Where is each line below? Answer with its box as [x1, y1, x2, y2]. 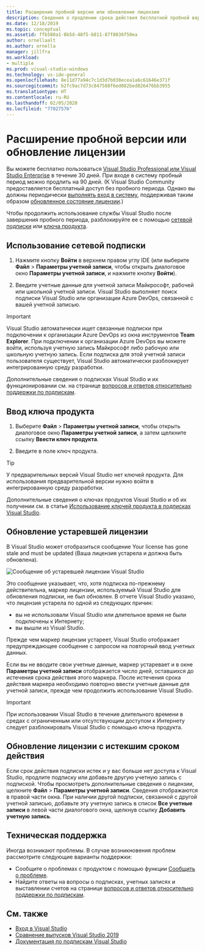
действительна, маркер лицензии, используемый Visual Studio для [6, 586, 181, 594]
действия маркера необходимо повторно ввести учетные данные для [6, 680, 190, 687]
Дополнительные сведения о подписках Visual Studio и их [6, 376, 159, 383]
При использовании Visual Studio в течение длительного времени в [6, 710, 183, 718]
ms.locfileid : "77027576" [6, 105, 72, 112]
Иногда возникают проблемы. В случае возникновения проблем [6, 846, 176, 854]
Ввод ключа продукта [6, 406, 95, 417]
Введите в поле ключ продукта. [15, 447, 98, 455]
